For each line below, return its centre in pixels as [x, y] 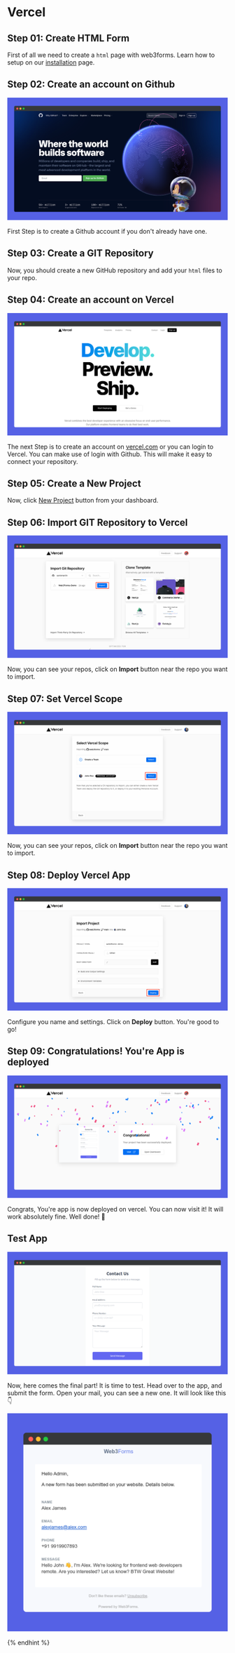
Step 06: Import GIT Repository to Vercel [98, 523]
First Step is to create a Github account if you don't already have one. [107, 231]
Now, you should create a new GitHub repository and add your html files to [115, 270]
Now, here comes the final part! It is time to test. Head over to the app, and [115, 1385]
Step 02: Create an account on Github [91, 85]
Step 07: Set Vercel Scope [65, 699]
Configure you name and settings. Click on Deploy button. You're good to [113, 1022]
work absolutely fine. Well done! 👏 [56, 1216]
